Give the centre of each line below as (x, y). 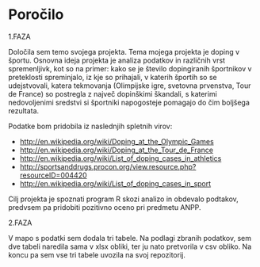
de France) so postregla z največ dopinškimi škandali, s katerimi (113, 93)
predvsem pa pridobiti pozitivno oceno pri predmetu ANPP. (105, 207)
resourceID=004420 (53, 175)
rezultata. (24, 111)
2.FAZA (20, 223)
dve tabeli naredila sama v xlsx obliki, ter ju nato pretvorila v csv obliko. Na (130, 246)
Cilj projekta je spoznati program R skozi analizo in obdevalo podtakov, (124, 199)
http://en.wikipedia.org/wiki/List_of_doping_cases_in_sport (115, 183)
